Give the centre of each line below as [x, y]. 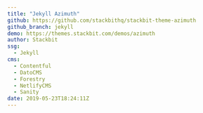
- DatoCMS [28, 72]
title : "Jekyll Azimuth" [44, 14]
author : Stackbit [33, 40]
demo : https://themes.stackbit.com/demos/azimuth [81, 33]
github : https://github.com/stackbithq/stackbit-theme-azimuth [102, 20]
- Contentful [33, 66]
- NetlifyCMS [33, 86]
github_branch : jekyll [40, 27]
